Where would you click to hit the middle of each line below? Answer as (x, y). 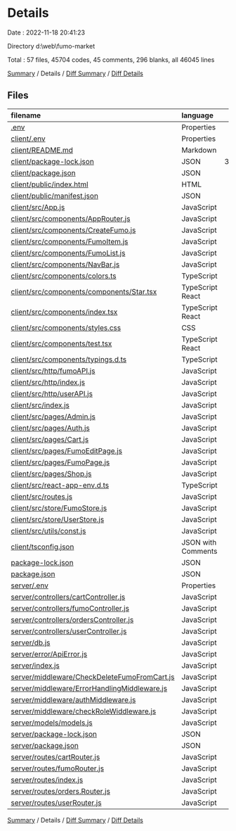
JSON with (199, 542)
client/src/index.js (40, 405)
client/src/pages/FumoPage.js (60, 462)
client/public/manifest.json (54, 196)
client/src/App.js (38, 207)
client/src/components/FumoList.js (68, 253)
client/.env (28, 139)
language (198, 115)
